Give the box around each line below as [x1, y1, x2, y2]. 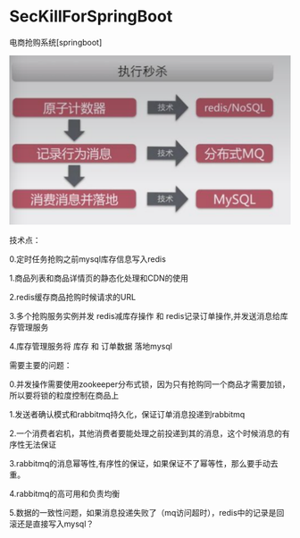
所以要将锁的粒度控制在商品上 [9, 391, 119, 401]
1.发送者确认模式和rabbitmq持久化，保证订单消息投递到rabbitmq [9, 409, 246, 420]
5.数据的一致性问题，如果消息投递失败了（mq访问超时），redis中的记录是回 [9, 508, 285, 518]
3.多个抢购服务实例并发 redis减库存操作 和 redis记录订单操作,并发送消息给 [9, 311, 281, 322]
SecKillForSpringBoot [9, 6, 173, 27]
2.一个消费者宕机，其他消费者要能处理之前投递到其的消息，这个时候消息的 [9, 428, 283, 439]
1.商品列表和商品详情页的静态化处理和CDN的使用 [9, 273, 189, 283]
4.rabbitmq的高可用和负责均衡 [9, 489, 121, 500]
